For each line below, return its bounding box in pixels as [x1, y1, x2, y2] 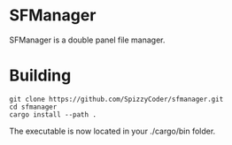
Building [9, 65, 72, 86]
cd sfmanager [9, 103, 58, 111]
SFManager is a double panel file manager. [9, 34, 166, 45]
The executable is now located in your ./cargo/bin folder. [9, 126, 216, 136]
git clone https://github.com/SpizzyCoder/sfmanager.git [9, 95, 224, 103]
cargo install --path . [9, 110, 97, 119]
